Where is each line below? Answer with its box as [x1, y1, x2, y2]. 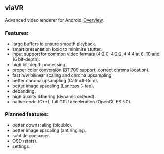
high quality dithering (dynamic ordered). [12, 94, 96, 100]
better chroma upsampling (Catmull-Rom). [12, 78, 99, 84]
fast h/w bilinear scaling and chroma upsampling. [12, 72, 113, 78]
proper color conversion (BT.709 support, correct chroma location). [12, 67, 150, 73]
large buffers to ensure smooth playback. [12, 41, 96, 47]
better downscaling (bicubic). [12, 122, 73, 128]
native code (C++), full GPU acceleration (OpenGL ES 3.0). [12, 99, 132, 104]
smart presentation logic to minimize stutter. [12, 46, 102, 52]
